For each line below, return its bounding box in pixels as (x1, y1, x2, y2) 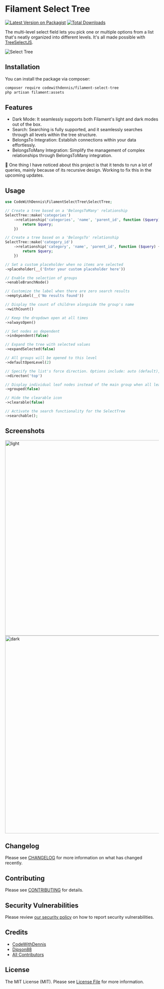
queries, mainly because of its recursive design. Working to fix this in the (5, 167, 152, 173)
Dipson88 (12, 946, 32, 952)
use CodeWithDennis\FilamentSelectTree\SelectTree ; (5, 199, 112, 204)
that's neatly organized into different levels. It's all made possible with (5, 34, 145, 40)
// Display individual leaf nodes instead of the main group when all (5, 382, 152, 387)
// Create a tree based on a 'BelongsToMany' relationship (5, 208, 128, 213)
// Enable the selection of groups (5, 276, 78, 280)
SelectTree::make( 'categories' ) (5, 213, 71, 218)
